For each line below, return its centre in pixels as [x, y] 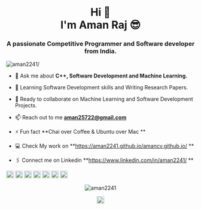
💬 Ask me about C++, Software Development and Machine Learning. [101, 76]
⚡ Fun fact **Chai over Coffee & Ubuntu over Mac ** [80, 132]
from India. [100, 52]
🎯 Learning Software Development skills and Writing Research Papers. [101, 88]
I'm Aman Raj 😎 [100, 25]
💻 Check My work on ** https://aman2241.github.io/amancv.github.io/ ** [104, 146]
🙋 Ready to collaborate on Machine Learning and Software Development [104, 99]
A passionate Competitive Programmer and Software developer [100, 44]
